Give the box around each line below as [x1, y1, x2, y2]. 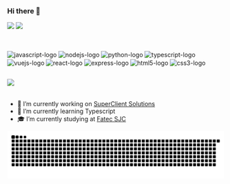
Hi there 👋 [7, 6, 41, 16]
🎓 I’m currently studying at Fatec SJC [17, 114, 126, 123]
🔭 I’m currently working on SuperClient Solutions [17, 99, 156, 108]
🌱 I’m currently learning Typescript [17, 107, 116, 115]
